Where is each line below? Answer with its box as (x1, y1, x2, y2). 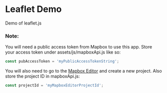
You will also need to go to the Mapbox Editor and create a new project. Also (5, 68, 162, 74)
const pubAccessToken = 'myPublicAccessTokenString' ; (5, 59, 120, 64)
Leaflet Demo (5, 3, 62, 15)
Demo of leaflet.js (5, 20, 42, 26)
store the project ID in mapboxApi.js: (5, 73, 80, 79)
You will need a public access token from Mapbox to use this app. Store (5, 44, 153, 50)
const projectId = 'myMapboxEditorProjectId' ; (5, 83, 104, 88)
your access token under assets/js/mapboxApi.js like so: (5, 49, 121, 55)
